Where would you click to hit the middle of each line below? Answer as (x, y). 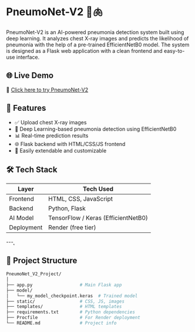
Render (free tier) (72, 228)
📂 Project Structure (42, 260)
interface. (28, 57)
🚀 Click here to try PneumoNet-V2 (47, 90)
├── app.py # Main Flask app (64, 285)
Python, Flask (67, 208)
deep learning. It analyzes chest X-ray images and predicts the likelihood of (97, 38)
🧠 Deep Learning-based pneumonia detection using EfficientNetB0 (95, 129)
